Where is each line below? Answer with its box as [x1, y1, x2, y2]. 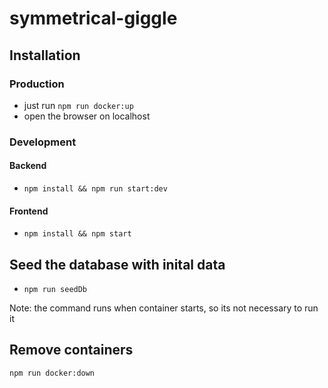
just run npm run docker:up [23, 99, 134, 111]
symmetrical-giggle [9, 7, 178, 30]
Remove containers [9, 342, 134, 359]
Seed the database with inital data [9, 256, 226, 273]
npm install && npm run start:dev [23, 184, 168, 194]
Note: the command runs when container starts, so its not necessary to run [9, 302, 319, 314]
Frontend [9, 205, 49, 217]
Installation [9, 47, 81, 64]
